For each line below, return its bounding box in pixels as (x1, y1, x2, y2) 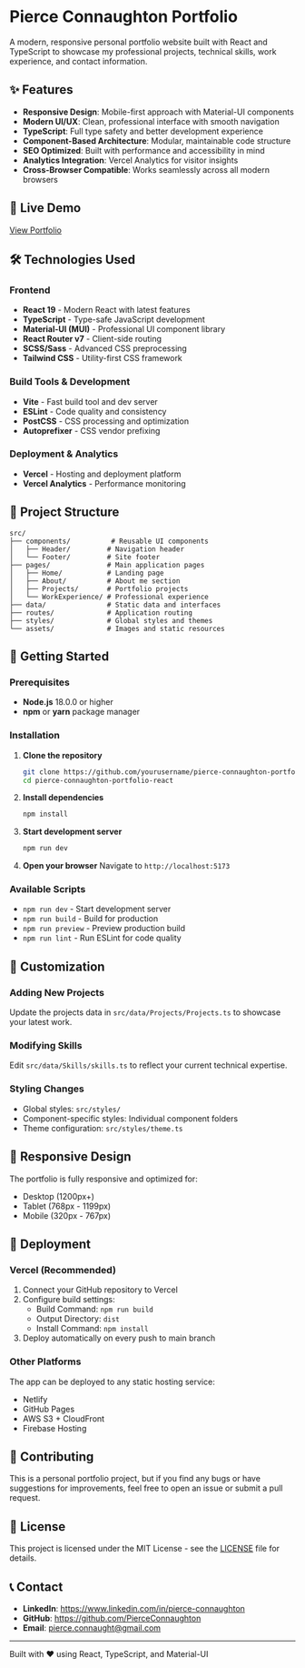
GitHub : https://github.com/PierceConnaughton (22, 1613, 202, 1623)
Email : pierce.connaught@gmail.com (22, 1622, 162, 1633)
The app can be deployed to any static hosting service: (9, 1376, 215, 1387)
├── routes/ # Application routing (9, 608, 193, 618)
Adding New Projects (9, 986, 104, 999)
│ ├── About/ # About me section (9, 576, 181, 586)
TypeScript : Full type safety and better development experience (22, 126, 263, 136)
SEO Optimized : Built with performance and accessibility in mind (22, 145, 265, 156)
